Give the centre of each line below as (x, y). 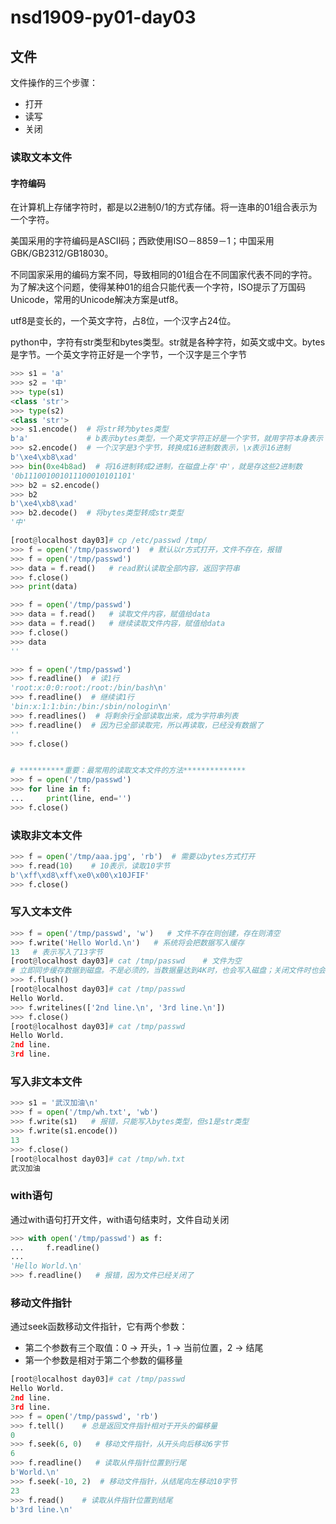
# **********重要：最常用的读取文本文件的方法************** (128, 771)
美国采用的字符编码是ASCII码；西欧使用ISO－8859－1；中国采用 (142, 241)
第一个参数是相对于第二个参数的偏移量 (103, 1360)
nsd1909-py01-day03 (103, 17)
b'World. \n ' (35, 1472)
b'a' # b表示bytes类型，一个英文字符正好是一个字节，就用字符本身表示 (167, 439)
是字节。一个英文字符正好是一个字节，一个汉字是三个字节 (128, 355)
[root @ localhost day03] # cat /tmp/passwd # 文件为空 (126, 961)
